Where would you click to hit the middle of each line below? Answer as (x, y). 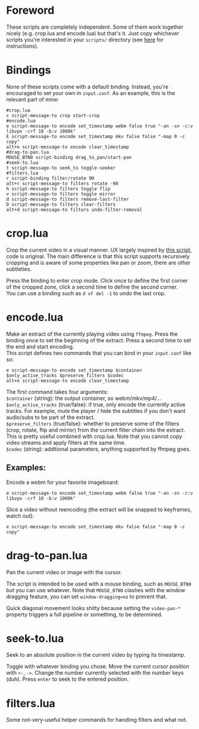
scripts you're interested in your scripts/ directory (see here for (85, 39)
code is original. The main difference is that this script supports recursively (98, 256)
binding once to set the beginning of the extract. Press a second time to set (99, 340)
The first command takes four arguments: (57, 391)
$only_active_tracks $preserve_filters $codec (65, 375)
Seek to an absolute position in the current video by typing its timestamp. (96, 655)
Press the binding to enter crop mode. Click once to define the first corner (97, 280)
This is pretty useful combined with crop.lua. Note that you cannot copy (94, 436)
